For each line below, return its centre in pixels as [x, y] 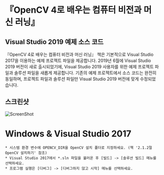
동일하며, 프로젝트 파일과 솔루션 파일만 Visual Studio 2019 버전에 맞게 [72, 79]
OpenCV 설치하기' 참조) [26, 153]
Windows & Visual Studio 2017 [68, 134]
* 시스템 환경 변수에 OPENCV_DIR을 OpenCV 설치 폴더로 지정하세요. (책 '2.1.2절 [79, 148]
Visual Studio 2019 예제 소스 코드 [54, 42]
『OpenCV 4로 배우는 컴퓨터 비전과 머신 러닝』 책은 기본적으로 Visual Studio [79, 55]
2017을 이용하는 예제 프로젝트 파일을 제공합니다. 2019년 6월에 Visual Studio [78, 61]
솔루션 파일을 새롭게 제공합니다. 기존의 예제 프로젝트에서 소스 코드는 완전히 [85, 73]
